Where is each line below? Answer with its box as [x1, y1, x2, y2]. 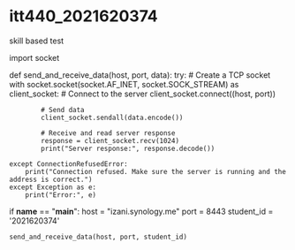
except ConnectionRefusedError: [9, 159, 128, 169]
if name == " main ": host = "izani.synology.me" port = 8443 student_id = [9, 206, 274, 216]
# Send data [41, 105, 86, 114]
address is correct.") [9, 175, 93, 184]
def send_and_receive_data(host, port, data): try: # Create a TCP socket [9, 69, 271, 80]
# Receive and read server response [41, 128, 176, 138]
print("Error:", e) [25, 190, 97, 200]
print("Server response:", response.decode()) [41, 144, 216, 153]
